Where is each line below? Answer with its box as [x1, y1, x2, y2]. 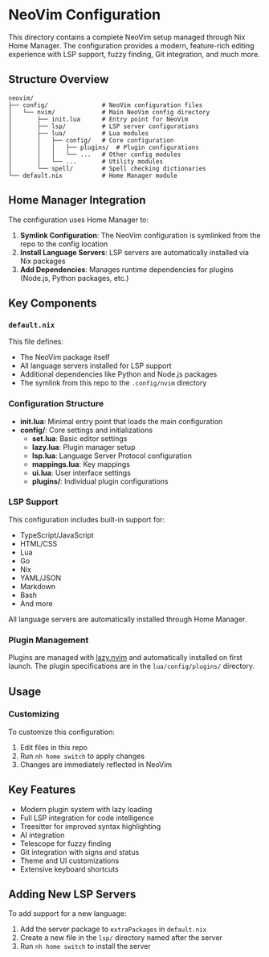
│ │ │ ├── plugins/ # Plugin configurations [8, 143, 199, 151]
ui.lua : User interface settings [31, 468, 131, 477]
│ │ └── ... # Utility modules [8, 157, 163, 166]
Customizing [8, 708, 59, 720]
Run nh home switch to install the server [19, 942, 151, 951]
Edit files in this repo [19, 742, 88, 752]
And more [19, 598, 54, 608]
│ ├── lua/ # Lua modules [8, 129, 149, 138]
